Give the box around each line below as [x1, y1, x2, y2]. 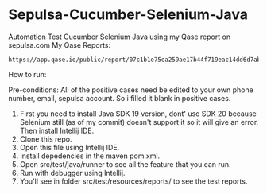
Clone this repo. [19, 134, 72, 144]
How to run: [8, 69, 47, 79]
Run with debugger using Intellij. [19, 168, 126, 177]
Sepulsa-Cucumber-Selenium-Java [8, 6, 249, 24]
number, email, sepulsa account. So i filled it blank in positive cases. [8, 93, 231, 103]
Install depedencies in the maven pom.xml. [19, 151, 161, 161]
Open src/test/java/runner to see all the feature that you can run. [19, 159, 232, 169]
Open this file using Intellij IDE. [19, 142, 120, 152]
